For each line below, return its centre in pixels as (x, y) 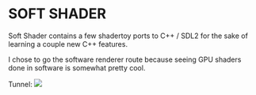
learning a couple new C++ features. (68, 44)
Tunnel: (21, 84)
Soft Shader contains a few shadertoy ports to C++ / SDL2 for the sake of (128, 36)
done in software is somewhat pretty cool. (77, 67)
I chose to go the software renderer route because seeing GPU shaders (125, 59)
